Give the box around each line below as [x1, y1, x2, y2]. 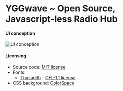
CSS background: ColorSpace [12, 80, 75, 86]
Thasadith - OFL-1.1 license [20, 74, 76, 80]
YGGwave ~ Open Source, [5, 3, 116, 14]
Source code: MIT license [12, 64, 66, 70]
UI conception [5, 30, 35, 36]
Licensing [5, 53, 27, 59]
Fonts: [12, 69, 26, 75]
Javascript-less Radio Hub [5, 13, 118, 25]
